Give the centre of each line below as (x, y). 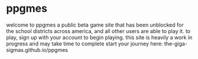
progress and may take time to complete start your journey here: (85, 44)
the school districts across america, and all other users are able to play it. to (98, 31)
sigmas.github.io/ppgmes (37, 50)
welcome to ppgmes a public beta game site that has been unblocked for (95, 25)
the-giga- (176, 44)
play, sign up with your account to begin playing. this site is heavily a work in (99, 37)
